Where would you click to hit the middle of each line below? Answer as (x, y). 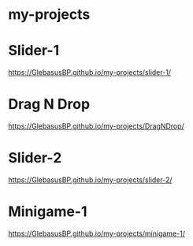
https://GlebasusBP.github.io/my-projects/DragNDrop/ (96, 126)
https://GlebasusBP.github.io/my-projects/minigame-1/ (96, 233)
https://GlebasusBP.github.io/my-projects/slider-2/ (90, 180)
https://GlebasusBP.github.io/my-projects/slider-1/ (90, 73)
